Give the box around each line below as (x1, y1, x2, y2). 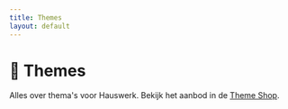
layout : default (9, 22, 70, 31)
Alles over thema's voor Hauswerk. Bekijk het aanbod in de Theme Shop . (9, 90, 280, 101)
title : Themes (9, 13, 63, 23)
